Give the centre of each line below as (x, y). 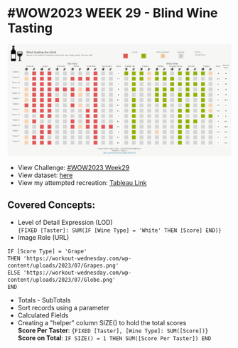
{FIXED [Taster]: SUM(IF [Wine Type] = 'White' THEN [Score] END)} (119, 230)
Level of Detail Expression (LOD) (65, 222)
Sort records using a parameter (64, 307)
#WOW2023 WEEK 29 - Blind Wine (113, 13)
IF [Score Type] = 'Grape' (47, 251)
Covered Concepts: (52, 205)
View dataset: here (45, 175)
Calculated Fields (43, 315)
